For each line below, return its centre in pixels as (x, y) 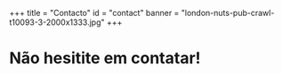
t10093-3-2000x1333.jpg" (57, 22)
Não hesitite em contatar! (105, 58)
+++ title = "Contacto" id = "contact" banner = (94, 13)
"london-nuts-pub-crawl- (228, 13)
